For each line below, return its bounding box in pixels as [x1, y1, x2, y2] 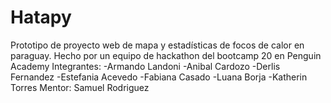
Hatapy [10, 6, 72, 29]
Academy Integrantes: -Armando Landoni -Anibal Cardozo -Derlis [10, 60, 281, 72]
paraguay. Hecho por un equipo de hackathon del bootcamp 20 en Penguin [10, 49, 322, 61]
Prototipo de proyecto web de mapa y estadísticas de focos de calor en [10, 39, 305, 51]
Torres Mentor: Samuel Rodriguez [10, 81, 150, 93]
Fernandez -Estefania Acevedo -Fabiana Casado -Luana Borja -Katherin [10, 71, 308, 83]
